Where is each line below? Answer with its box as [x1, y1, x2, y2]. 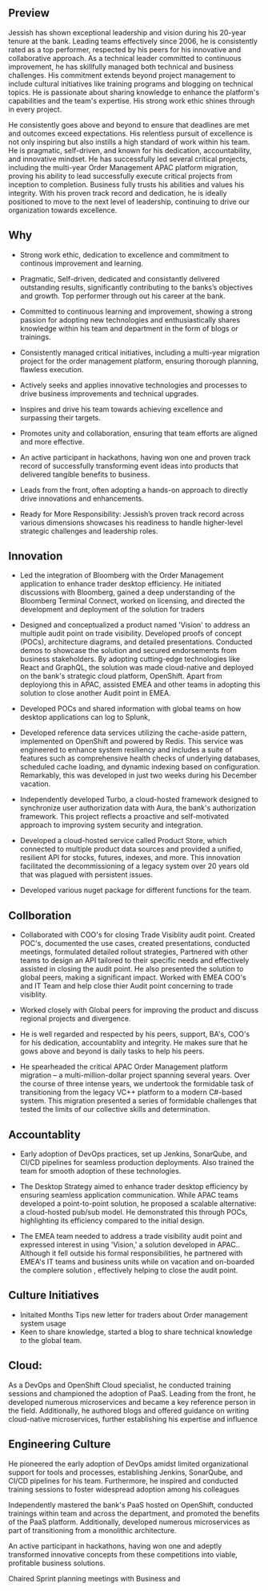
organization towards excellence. [8, 205, 118, 215]
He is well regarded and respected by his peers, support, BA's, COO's [19, 1029, 250, 1039]
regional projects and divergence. [19, 1014, 131, 1024]
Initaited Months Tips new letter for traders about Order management [19, 1309, 248, 1319]
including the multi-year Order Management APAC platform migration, [8, 162, 238, 172]
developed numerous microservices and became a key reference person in [8, 1397, 256, 1406]
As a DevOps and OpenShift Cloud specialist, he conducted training [8, 1380, 231, 1390]
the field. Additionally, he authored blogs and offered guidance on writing [8, 1406, 250, 1415]
